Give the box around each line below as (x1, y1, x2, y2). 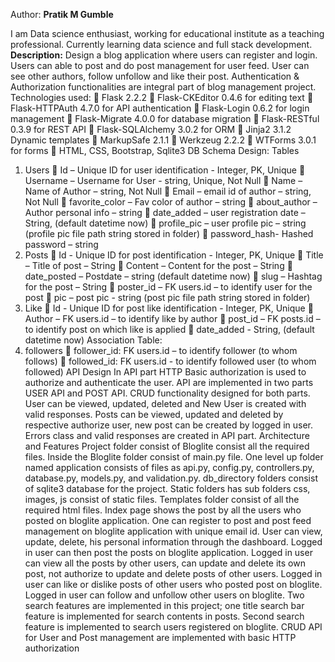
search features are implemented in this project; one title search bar (24, 600, 305, 611)
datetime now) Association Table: (24, 334, 163, 346)
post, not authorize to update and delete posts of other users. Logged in (24, 568, 323, 579)
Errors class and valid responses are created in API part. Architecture (24, 430, 310, 441)
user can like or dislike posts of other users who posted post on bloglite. (24, 579, 323, 590)
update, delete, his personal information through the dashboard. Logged (24, 536, 323, 548)
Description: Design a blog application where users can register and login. (10, 49, 318, 61)
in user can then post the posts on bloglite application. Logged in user (24, 547, 313, 558)
